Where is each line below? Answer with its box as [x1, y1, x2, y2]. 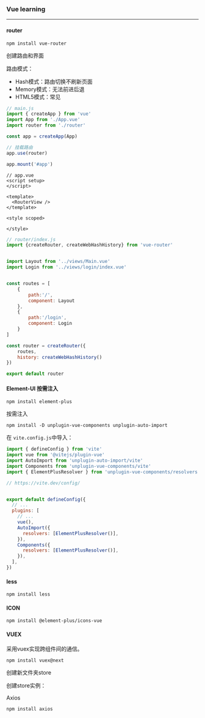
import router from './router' [6, 122, 86, 128]
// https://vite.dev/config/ [6, 479, 81, 486]
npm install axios [6, 706, 53, 712]
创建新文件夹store [6, 668, 52, 676]
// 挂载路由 [6, 144, 34, 150]
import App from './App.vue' [6, 117, 81, 123]
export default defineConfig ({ [6, 496, 86, 503]
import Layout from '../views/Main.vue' [6, 259, 111, 265]
